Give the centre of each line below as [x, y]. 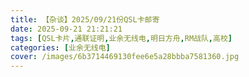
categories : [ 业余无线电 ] [60, 47]
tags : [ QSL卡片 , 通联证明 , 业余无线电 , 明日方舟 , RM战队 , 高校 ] [121, 38]
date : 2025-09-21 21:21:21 [66, 29]
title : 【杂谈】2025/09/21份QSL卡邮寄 [85, 19]
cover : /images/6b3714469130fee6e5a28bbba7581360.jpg [125, 57]
